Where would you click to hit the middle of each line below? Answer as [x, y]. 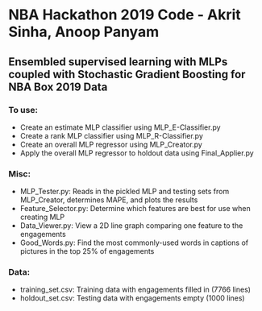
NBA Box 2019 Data [58, 87]
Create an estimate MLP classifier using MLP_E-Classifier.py [120, 127]
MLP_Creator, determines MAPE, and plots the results [109, 200]
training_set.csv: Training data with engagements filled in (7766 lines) [135, 290]
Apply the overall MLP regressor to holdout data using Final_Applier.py [137, 153]
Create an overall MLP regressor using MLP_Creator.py [111, 144]
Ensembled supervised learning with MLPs [118, 62]
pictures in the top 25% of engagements [87, 251]
